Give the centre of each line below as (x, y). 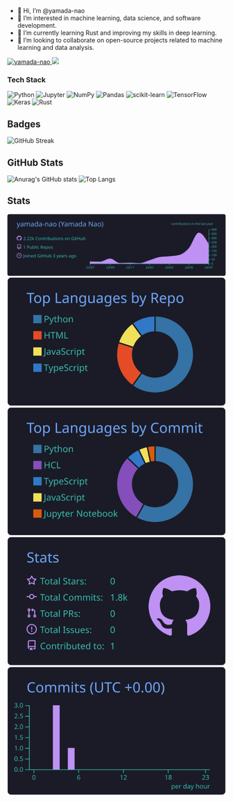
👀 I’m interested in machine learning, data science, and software (109, 18)
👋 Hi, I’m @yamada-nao (51, 11)
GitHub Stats (35, 163)
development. (37, 25)
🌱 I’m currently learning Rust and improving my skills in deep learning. (117, 33)
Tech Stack (27, 80)
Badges (24, 124)
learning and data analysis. (56, 47)
